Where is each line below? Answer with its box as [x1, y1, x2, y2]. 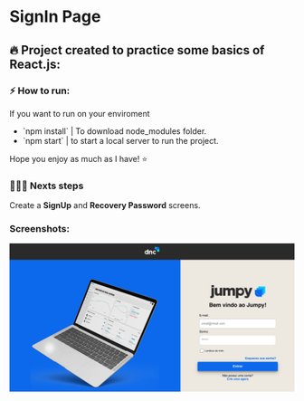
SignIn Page [9, 6, 101, 27]
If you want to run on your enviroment [9, 108, 151, 119]
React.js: [9, 56, 61, 72]
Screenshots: [9, 223, 71, 235]
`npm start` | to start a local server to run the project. [22, 135, 219, 146]
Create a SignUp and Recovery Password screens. [9, 200, 201, 211]
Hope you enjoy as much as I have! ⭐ [9, 153, 147, 164]
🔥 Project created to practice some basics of [9, 43, 265, 58]
